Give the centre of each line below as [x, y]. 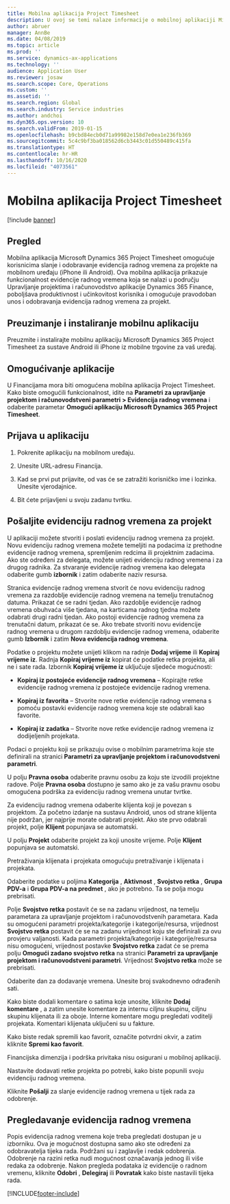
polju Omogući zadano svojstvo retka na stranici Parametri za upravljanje [113, 953]
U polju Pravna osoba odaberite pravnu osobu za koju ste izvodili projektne [114, 777]
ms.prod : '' [24, 52]
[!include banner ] [31, 220]
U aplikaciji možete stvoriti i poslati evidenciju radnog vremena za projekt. [111, 538]
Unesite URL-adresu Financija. [60, 466]
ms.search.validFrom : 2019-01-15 [55, 128]
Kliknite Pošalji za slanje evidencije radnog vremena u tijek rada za [101, 1091]
